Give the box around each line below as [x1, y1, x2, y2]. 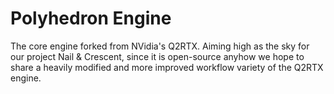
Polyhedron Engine [10, 7, 172, 30]
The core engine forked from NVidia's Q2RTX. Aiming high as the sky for [10, 40, 310, 52]
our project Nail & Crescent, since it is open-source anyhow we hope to [10, 50, 305, 62]
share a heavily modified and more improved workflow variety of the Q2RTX [10, 61, 324, 73]
